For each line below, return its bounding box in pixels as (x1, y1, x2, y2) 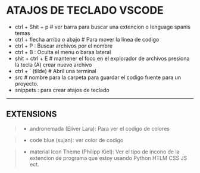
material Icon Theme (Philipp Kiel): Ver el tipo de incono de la (29, 148, 180, 155)
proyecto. (14, 80, 39, 87)
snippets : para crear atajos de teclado (14, 86, 110, 93)
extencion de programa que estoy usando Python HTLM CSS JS (29, 154, 187, 161)
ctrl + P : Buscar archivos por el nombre (14, 42, 113, 49)
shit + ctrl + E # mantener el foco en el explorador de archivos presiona (14, 55, 190, 62)
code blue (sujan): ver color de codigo (29, 136, 124, 143)
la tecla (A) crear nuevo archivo (14, 61, 92, 68)
